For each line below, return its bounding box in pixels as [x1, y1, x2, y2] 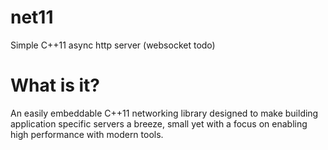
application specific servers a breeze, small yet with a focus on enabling [10, 117, 308, 130]
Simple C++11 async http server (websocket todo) [10, 39, 216, 51]
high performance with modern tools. [10, 128, 164, 140]
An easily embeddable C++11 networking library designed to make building [10, 107, 319, 119]
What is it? [10, 74, 101, 97]
